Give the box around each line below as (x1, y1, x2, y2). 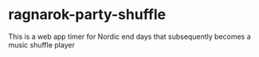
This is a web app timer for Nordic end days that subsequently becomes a (8, 32, 251, 41)
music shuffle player (8, 40, 76, 49)
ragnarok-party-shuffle (8, 6, 167, 24)
